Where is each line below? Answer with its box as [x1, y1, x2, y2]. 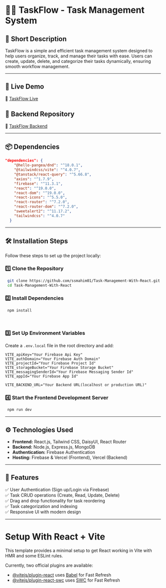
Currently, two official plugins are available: [5, 562, 93, 568]
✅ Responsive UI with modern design [5, 509, 82, 515]
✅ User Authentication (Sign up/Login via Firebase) [5, 487, 110, 493]
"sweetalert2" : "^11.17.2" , [14, 209, 72, 214]
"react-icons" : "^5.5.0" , [14, 195, 68, 200]
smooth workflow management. [5, 64, 70, 69]
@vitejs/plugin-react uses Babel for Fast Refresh [12, 572, 112, 578]
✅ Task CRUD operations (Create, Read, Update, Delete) [5, 492, 120, 498]
